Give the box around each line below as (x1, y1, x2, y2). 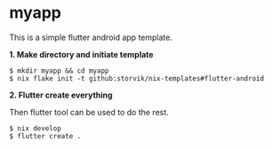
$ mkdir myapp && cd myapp (9, 66, 109, 75)
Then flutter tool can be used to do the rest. (9, 106, 169, 117)
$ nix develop (9, 123, 62, 133)
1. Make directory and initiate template (9, 49, 154, 59)
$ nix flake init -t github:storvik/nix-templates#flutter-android (9, 74, 265, 82)
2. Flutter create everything (9, 90, 113, 100)
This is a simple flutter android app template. (9, 32, 173, 43)
